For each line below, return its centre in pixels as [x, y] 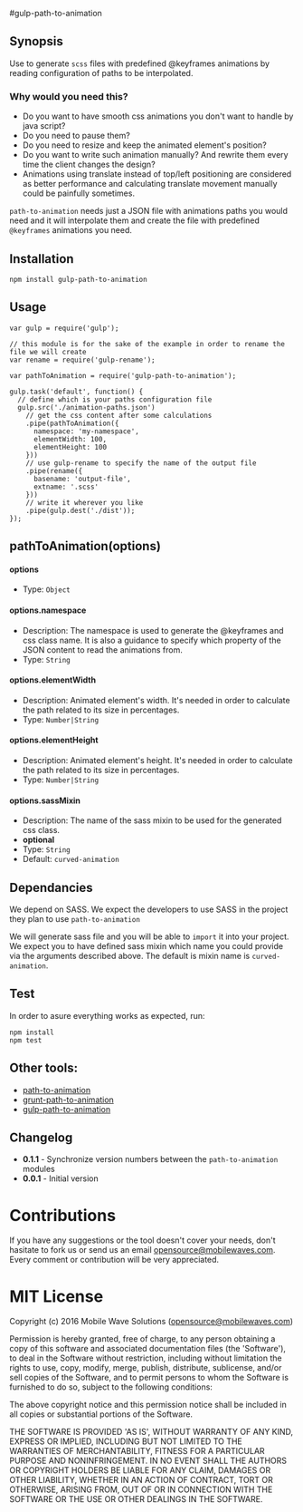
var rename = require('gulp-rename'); [82, 360]
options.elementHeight [54, 740]
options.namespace [48, 610]
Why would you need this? [69, 96]
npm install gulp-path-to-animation [78, 279]
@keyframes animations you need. [71, 230]
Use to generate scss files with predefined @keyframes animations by [139, 63]
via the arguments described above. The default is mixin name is [130, 955]
